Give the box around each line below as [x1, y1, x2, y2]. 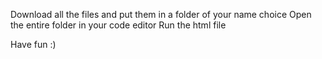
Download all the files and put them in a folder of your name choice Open [10, 9, 312, 20]
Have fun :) [10, 39, 57, 50]
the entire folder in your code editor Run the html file [10, 19, 227, 31]
